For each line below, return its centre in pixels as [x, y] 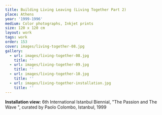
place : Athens [20, 14]
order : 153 [16, 42]
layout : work [18, 33]
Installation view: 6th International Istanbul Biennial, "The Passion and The [81, 102]
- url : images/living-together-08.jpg [49, 56]
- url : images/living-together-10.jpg [49, 74]
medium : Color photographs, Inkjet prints [49, 23]
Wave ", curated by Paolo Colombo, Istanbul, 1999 [56, 107]
